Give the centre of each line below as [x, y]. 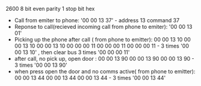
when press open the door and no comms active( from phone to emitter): [105, 71]
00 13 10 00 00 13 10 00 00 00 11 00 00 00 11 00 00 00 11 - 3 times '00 [102, 46]
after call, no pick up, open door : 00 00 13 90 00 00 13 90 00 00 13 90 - [104, 59]
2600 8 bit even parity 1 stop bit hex [50, 9]
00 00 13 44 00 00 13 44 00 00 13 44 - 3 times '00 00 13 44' [90, 78]
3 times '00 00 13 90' [41, 65]
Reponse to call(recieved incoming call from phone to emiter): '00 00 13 [103, 27]
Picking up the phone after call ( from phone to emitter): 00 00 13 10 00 [102, 39]
